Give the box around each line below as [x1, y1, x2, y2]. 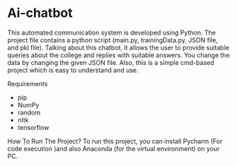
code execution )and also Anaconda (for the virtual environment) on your [7, 144, 220, 153]
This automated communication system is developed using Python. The [7, 28, 216, 37]
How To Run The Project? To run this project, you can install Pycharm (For [7, 136, 223, 146]
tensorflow [17, 123, 50, 131]
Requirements [7, 79, 48, 88]
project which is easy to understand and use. [7, 66, 139, 74]
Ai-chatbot [7, 5, 73, 21]
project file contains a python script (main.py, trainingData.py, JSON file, [7, 35, 218, 44]
